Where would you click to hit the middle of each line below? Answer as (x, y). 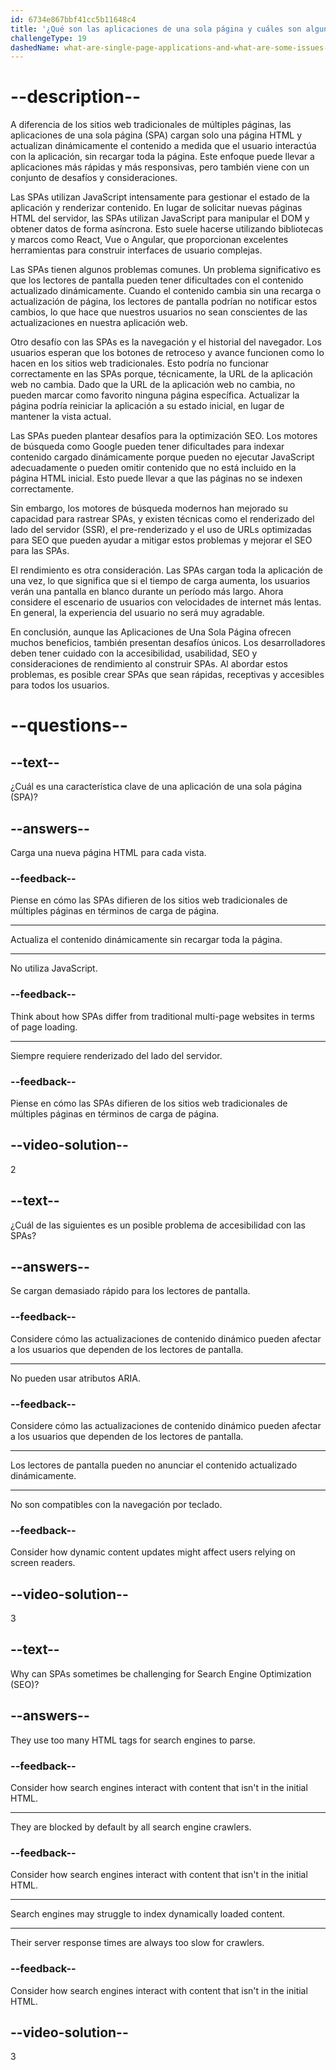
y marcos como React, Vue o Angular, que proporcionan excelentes (149, 240)
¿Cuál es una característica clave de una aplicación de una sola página (156, 787)
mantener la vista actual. (61, 417)
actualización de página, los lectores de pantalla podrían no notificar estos (164, 302)
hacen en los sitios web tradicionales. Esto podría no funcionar (140, 363)
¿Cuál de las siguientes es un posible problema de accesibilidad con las (158, 1225)
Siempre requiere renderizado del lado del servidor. (116, 1055)
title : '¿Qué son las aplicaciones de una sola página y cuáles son (156, 29)
